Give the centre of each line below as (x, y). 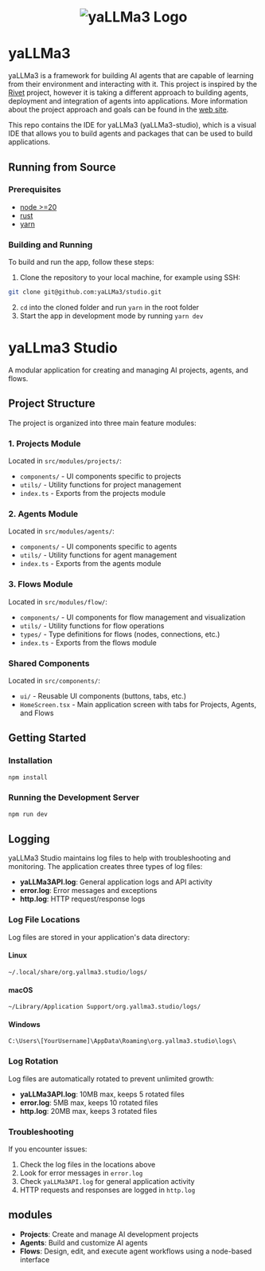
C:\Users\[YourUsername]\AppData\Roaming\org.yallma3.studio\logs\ (123, 1041)
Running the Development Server (74, 797)
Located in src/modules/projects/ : (65, 461)
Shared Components (49, 663)
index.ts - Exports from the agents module (90, 564)
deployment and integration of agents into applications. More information (128, 101)
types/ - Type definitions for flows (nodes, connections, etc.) (120, 634)
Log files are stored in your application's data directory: (99, 937)
